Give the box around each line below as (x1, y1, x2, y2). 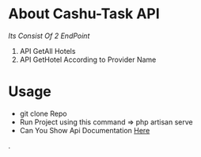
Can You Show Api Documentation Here (19, 125, 150, 135)
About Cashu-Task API (8, 5, 160, 23)
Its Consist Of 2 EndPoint (8, 31, 90, 40)
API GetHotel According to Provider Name (19, 55, 157, 64)
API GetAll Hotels (19, 46, 76, 56)
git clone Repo (19, 109, 67, 118)
